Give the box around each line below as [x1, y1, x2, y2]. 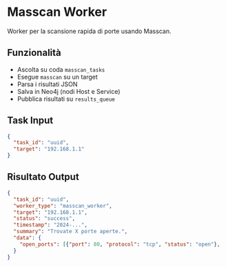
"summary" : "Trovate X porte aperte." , [13, 228, 128, 235]
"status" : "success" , [13, 215, 76, 222]
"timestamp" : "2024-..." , [13, 221, 88, 228]
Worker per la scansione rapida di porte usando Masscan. [7, 27, 172, 35]
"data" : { [13, 235, 41, 241]
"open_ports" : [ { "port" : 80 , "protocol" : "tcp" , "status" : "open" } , [19, 241, 220, 248]
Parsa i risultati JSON [17, 80, 78, 88]
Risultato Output [7, 171, 79, 183]
